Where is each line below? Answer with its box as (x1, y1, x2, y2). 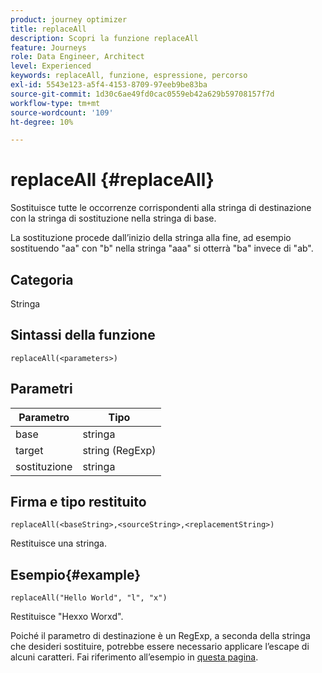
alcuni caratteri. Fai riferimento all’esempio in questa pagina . (10, 651, 259, 663)
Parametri (10, 381, 73, 398)
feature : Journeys (10, 42, 87, 53)
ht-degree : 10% (10, 117, 74, 127)
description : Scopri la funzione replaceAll (10, 33, 199, 43)
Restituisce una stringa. (10, 537, 107, 550)
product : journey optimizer (10, 14, 128, 25)
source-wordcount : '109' (10, 107, 114, 118)
